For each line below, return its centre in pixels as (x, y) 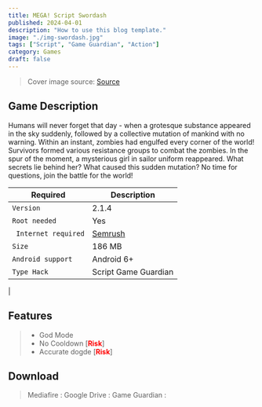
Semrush (109, 233)
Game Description (53, 106)
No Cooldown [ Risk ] (72, 343)
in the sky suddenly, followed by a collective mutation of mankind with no (126, 134)
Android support (42, 259)
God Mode (56, 335)
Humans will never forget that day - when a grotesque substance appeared (129, 125)
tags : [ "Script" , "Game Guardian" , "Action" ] (84, 45)
